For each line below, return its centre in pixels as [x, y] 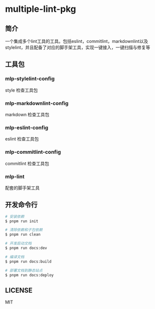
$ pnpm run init [22, 221]
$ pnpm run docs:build [28, 261]
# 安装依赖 [15, 216]
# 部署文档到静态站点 [24, 270]
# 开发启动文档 [18, 243]
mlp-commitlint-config [33, 152]
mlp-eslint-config [27, 128]
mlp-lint [15, 176]
